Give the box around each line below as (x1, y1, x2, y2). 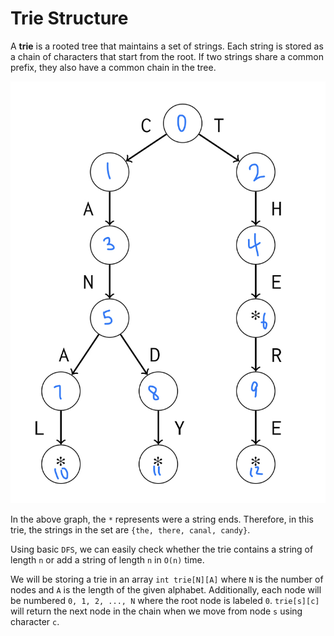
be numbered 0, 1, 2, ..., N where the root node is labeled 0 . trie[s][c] (10, 595, 320, 607)
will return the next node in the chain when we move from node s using (10, 605, 303, 617)
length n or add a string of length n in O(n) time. (10, 554, 205, 566)
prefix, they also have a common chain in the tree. (10, 61, 217, 73)
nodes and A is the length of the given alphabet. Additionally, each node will (10, 584, 322, 596)
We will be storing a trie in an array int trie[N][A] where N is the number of (10, 573, 324, 586)
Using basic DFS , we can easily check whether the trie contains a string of (10, 543, 314, 556)
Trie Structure (10, 7, 129, 30)
